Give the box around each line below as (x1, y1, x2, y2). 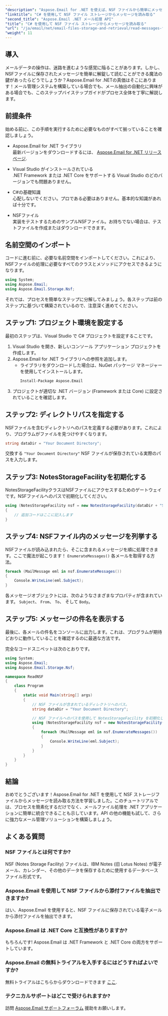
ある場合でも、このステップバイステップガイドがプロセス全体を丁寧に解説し (5, 89, 163, 95)
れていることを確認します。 (12, 394, 69, 400)
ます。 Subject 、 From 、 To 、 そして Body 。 (5, 599, 93, 605)
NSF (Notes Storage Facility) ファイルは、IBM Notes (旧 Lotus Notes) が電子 (5, 861, 162, 867)
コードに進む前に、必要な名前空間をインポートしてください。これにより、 (5, 255, 158, 261)
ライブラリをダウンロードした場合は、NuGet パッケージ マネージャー (19, 362, 162, 368)
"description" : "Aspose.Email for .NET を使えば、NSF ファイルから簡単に (5, 7, 151, 12)
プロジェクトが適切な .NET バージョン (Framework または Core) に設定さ (12, 388, 163, 394)
